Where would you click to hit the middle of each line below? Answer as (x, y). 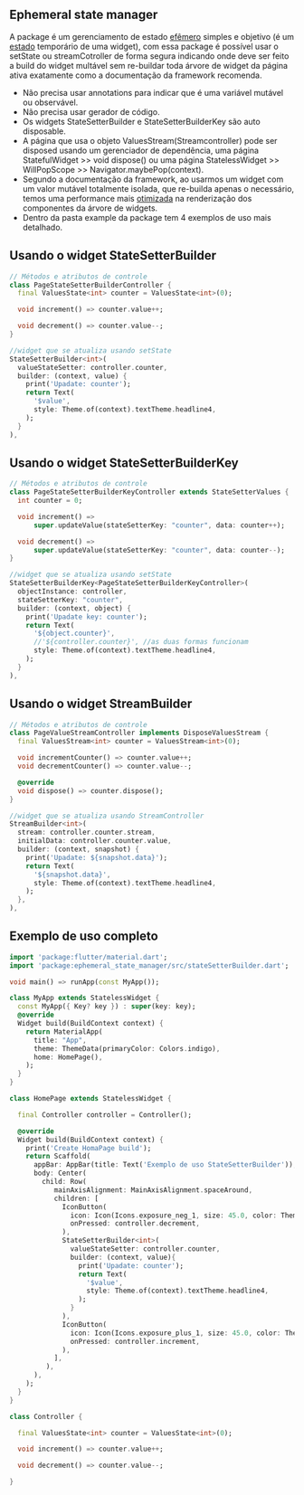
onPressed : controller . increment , (135, 1341)
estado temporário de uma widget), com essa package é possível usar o (144, 46)
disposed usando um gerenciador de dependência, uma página (141, 150)
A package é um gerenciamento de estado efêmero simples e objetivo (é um (152, 36)
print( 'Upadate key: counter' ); (86, 617)
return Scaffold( (58, 1157)
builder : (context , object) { (74, 608)
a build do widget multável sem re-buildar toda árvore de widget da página (148, 65)
